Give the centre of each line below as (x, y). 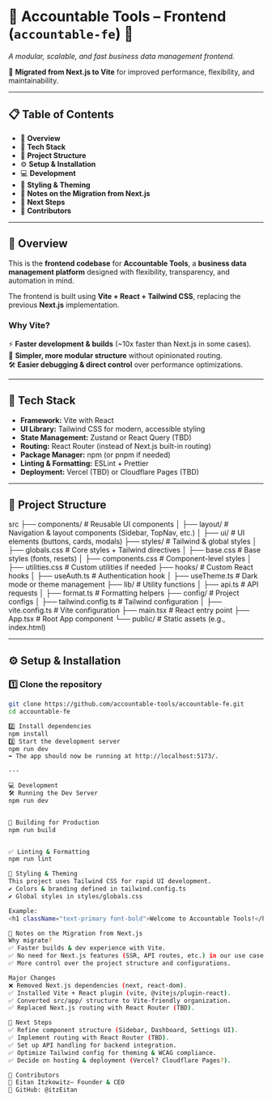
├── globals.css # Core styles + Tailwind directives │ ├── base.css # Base (135, 550)
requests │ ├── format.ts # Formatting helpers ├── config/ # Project (124, 593)
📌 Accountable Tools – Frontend (117, 17)
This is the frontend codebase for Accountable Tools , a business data (127, 263)
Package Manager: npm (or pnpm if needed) (96, 454)
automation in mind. (41, 280)
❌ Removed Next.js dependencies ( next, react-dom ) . (98, 985)
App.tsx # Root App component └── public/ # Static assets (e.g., (117, 619)
